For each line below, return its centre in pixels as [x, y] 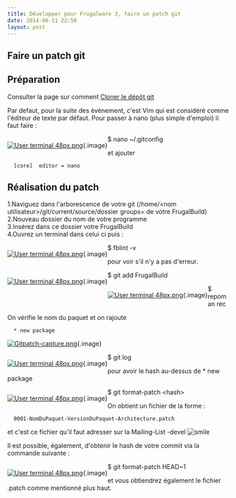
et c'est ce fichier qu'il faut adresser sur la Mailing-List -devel [97, 432]
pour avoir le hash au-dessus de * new [163, 371]
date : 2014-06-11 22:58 [42, 20]
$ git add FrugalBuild [137, 275]
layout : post [26, 27]
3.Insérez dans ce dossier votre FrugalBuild [70, 227]
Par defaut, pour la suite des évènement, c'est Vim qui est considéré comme [118, 110]
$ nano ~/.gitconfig [135, 139]
